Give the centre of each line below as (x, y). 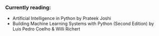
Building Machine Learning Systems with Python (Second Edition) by (83, 23)
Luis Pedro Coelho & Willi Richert (46, 29)
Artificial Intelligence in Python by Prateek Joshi (62, 18)
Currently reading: (28, 7)
